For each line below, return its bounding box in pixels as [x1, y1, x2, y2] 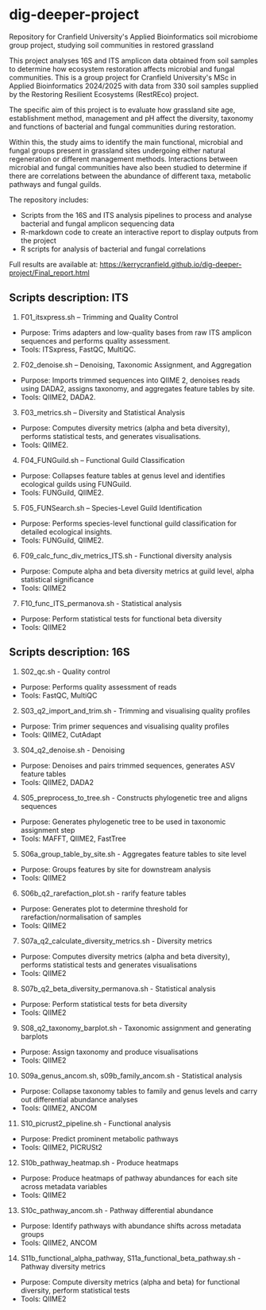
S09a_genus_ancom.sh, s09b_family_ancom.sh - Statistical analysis [20, 1071, 243, 1080]
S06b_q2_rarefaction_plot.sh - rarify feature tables [20, 888, 187, 898]
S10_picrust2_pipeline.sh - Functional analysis [20, 1118, 172, 1128]
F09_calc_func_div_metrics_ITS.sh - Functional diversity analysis [20, 550, 233, 560]
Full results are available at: [9, 259, 98, 269]
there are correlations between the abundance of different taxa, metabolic [9, 171, 252, 181]
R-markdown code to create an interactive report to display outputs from [20, 227, 259, 236]
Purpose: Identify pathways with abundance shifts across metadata [20, 1221, 241, 1230]
